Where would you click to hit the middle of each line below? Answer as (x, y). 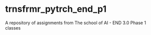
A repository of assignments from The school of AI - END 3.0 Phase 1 (75, 23)
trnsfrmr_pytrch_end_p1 (56, 9)
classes (13, 28)
